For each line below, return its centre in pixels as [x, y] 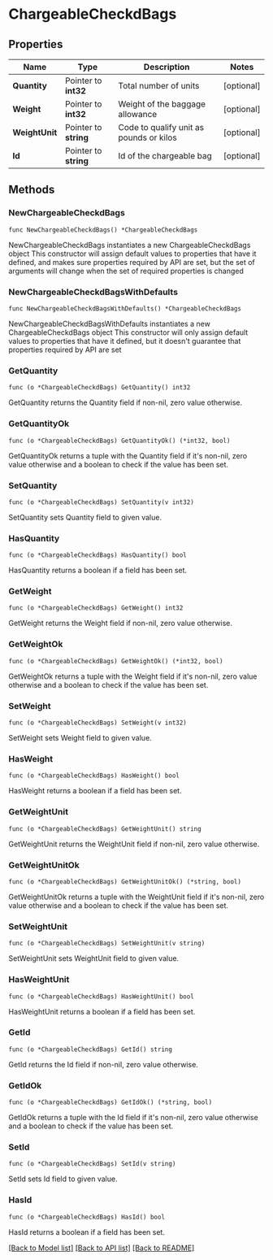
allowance [138, 114]
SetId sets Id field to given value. [63, 1179]
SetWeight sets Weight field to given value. [80, 738]
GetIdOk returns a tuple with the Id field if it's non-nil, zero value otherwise [133, 1118]
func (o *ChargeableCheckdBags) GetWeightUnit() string [105, 829]
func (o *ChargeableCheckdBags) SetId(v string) [92, 1164]
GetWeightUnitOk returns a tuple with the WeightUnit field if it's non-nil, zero [136, 897]
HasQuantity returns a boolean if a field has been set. [98, 571]
